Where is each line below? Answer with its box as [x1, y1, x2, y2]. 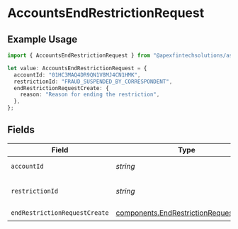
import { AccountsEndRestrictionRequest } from [7, 52, 151, 59]
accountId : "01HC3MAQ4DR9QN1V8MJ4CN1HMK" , [13, 71, 141, 79]
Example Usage [7, 33, 78, 45]
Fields [7, 124, 35, 136]
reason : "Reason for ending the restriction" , [20, 91, 160, 99]
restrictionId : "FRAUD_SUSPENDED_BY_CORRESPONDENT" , [13, 78, 173, 85]
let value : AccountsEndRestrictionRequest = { [7, 65, 147, 72]
